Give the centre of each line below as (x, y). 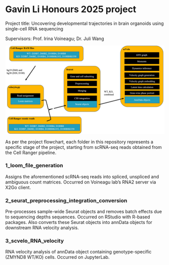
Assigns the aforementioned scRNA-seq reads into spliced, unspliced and (82, 176)
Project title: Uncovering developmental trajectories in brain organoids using (85, 23)
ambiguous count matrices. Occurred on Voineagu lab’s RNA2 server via (81, 182)
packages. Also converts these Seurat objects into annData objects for (79, 222)
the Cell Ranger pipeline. (31, 153)
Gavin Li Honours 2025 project (71, 9)
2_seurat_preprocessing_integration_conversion (66, 200)
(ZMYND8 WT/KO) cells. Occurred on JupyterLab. (57, 257)
